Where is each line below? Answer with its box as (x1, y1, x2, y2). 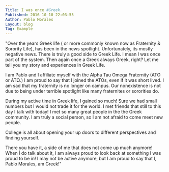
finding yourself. (5, 135, 40, 141)
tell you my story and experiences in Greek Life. (5, 62, 105, 68)
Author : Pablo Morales (5, 17, 53, 22)
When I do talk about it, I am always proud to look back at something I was (5, 150, 161, 156)
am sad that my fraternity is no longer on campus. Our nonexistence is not (5, 82, 161, 89)
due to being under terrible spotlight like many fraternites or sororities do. (5, 88, 159, 94)
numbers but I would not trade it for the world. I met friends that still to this (5, 103, 161, 109)
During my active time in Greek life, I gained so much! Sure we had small (5, 98, 157, 104)
